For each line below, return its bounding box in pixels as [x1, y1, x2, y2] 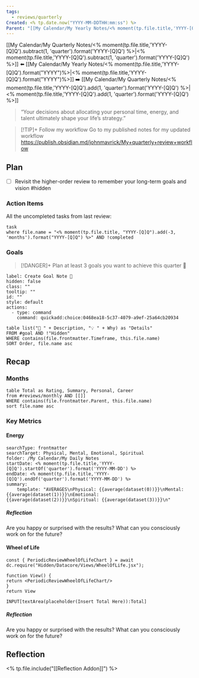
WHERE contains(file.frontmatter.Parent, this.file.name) [6, 398, 152, 404]
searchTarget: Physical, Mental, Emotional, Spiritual [6, 450, 145, 456]
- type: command [11, 309, 52, 316]
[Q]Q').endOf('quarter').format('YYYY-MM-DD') [6, 476, 123, 482]
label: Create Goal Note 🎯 [6, 273, 73, 279]
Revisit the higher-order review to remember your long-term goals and [14, 178, 187, 185]
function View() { [6, 573, 52, 579]
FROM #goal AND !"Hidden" [6, 330, 70, 336]
